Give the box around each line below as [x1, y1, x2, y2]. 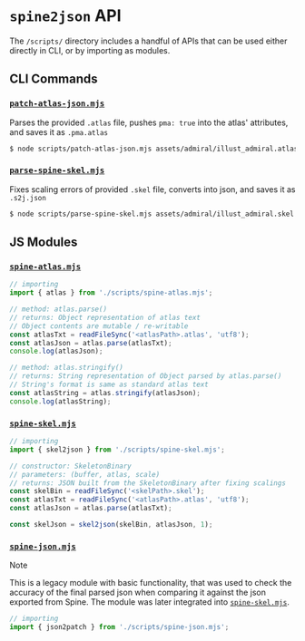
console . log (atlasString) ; [9, 396, 112, 406]
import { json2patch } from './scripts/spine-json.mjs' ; [9, 623, 230, 632]
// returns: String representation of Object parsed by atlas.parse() [9, 372, 282, 381]
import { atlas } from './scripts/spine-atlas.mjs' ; [9, 288, 213, 297]
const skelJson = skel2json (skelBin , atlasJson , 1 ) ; [9, 520, 213, 529]
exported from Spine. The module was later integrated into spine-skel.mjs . [9, 597, 290, 607]
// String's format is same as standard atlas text [9, 380, 209, 390]
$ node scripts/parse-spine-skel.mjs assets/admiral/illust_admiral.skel [9, 209, 295, 219]
